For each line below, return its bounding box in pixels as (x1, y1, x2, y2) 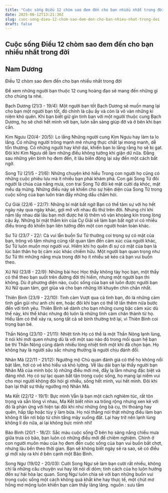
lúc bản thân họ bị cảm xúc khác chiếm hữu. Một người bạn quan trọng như (5, 249, 160, 255)
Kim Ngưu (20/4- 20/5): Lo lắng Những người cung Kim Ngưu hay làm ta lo (5, 134, 159, 140)
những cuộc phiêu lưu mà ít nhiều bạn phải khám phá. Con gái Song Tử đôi (5, 176, 159, 182)
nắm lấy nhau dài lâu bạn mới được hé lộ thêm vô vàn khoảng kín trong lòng (5, 212, 161, 218)
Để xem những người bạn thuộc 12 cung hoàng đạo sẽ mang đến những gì (5, 88, 158, 94)
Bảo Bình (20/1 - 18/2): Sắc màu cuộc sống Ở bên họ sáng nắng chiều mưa (5, 430, 159, 436)
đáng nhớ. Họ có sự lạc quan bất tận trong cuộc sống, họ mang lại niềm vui (5, 373, 160, 379)
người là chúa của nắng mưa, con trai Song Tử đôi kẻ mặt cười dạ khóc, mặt (5, 181, 161, 187)
